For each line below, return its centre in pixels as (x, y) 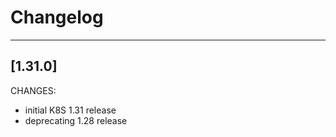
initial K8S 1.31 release (70, 110)
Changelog (57, 17)
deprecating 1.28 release (76, 120)
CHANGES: (33, 90)
